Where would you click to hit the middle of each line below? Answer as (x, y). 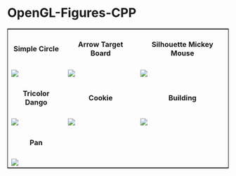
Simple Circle (36, 49)
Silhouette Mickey (182, 45)
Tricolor (36, 93)
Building (182, 97)
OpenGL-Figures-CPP (72, 13)
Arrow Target (101, 45)
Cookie (101, 97)
